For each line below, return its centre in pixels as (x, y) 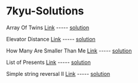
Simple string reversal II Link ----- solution (58, 73)
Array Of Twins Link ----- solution (48, 27)
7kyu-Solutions (45, 11)
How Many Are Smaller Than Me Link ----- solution (69, 50)
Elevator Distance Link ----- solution (51, 39)
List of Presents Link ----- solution (48, 62)
